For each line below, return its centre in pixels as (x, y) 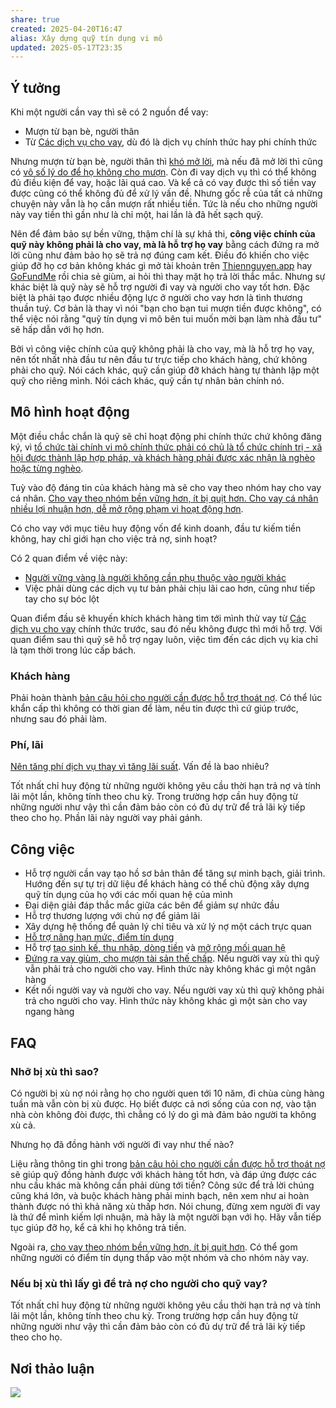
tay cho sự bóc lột (62, 598)
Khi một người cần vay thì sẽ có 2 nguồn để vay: (109, 112)
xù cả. (23, 1125)
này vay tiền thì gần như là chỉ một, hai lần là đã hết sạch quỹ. (137, 215)
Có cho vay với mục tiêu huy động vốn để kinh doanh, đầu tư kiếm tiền (156, 528)
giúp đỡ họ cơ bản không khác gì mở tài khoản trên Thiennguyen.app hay (161, 266)
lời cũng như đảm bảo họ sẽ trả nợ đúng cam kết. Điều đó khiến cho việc (160, 255)
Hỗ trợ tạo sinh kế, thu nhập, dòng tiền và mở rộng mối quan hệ (155, 948)
